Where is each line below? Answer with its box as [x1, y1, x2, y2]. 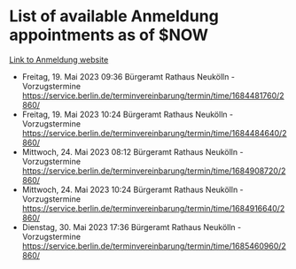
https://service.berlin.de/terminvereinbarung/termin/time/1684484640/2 [21, 127, 287, 138]
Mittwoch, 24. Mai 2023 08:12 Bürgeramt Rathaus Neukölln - [21, 146, 244, 157]
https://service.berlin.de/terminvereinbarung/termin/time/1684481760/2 [21, 90, 285, 101]
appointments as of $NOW [9, 25, 209, 45]
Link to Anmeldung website [9, 54, 109, 65]
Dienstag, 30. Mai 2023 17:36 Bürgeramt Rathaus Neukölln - [21, 221, 242, 232]
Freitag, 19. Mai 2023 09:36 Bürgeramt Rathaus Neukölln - [21, 71, 235, 81]
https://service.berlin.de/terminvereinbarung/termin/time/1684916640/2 [21, 203, 285, 213]
